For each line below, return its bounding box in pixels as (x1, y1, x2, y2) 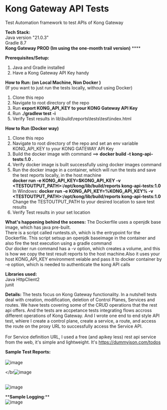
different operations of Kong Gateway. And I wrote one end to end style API (5, 313, 160, 319)
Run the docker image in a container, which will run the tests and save (12, 167, 156, 173)
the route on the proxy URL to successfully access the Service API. (5, 323, 143, 329)
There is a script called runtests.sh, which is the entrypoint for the (5, 229, 141, 235)
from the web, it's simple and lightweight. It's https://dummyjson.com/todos (5, 339, 161, 345)
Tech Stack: (5, 29, 31, 35)
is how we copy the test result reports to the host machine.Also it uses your (5, 251, 161, 257)
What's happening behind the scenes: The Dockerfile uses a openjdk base (5, 219, 161, 225)
